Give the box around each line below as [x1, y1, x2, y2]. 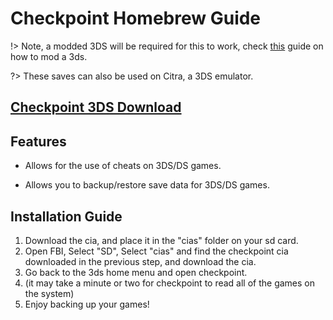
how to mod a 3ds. [10, 50, 88, 62]
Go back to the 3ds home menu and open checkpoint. [24, 266, 248, 278]
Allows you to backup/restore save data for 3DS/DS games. [24, 179, 270, 191]
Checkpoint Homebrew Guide [10, 7, 262, 30]
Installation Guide [10, 208, 123, 225]
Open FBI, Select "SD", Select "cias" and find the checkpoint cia [24, 245, 289, 257]
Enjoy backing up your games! [24, 298, 150, 310]
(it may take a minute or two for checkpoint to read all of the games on [24, 277, 316, 289]
